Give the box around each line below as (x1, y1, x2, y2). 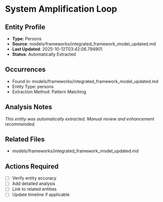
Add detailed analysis (12, 181, 55, 186)
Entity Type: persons (12, 83, 54, 89)
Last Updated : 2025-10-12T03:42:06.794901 (12, 46, 103, 52)
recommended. (5, 121, 36, 127)
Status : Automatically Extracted (12, 51, 76, 57)
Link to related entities (12, 186, 57, 192)
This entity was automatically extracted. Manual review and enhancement (5, 116, 155, 121)
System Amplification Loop (5, 3, 117, 15)
